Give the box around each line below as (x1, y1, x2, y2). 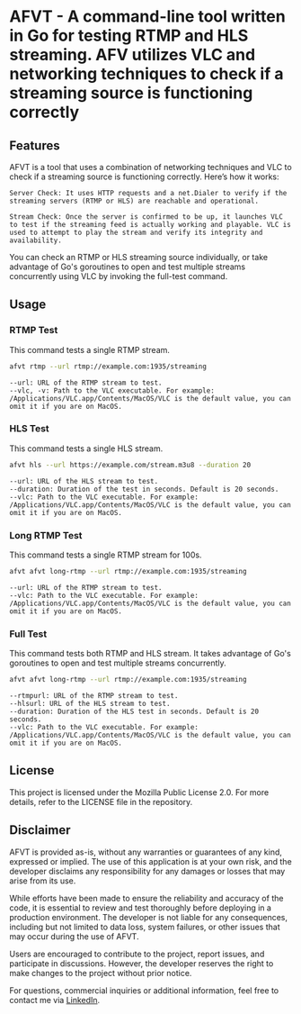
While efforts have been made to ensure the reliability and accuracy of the (9, 892, 284, 903)
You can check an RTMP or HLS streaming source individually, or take (9, 252, 268, 262)
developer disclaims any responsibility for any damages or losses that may (9, 865, 286, 876)
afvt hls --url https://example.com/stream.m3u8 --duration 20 (9, 460, 252, 469)
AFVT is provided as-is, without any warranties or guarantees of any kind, (9, 847, 283, 857)
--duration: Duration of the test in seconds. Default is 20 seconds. (9, 484, 279, 493)
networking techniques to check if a (9, 64, 284, 85)
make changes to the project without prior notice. (9, 967, 192, 978)
